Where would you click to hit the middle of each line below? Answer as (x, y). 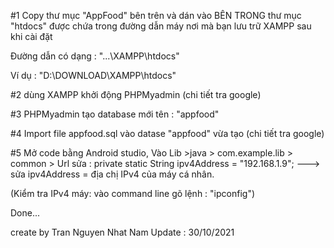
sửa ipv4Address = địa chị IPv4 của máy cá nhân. (112, 174)
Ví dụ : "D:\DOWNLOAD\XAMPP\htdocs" (93, 75)
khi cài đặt (31, 36)
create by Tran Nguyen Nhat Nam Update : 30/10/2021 (122, 232)
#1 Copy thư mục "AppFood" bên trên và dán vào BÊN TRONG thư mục (156, 15)
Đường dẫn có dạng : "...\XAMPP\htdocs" (95, 56)
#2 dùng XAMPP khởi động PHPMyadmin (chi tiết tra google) (136, 94)
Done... (25, 213)
